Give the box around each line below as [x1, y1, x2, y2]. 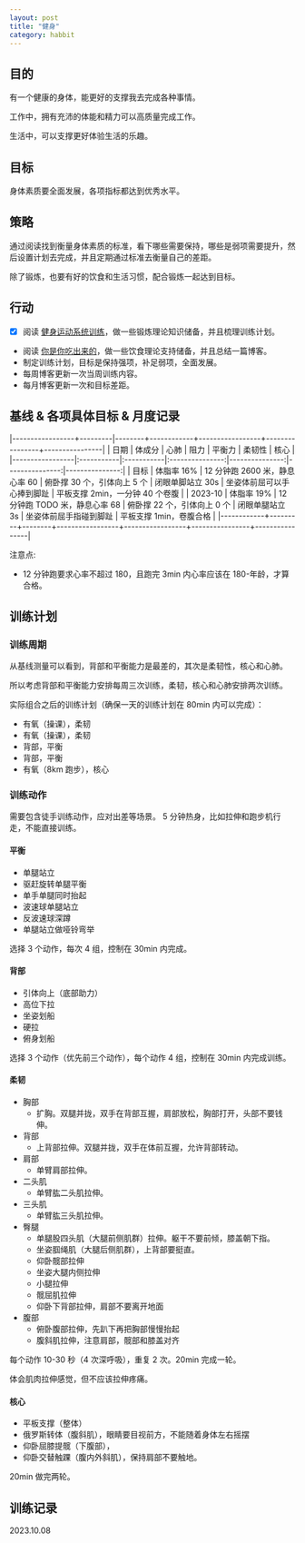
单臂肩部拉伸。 [35, 1164, 93, 1176]
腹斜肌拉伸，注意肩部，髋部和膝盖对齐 [35, 1335, 180, 1346]
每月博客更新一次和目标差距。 [22, 379, 134, 391]
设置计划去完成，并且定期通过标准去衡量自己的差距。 [16, 252, 216, 262]
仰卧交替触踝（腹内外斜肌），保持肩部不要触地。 [22, 1452, 202, 1463]
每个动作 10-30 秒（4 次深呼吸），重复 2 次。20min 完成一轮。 [9, 1354, 241, 1365]
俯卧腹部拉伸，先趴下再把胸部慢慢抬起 [35, 1323, 180, 1335]
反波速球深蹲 [22, 912, 71, 923]
